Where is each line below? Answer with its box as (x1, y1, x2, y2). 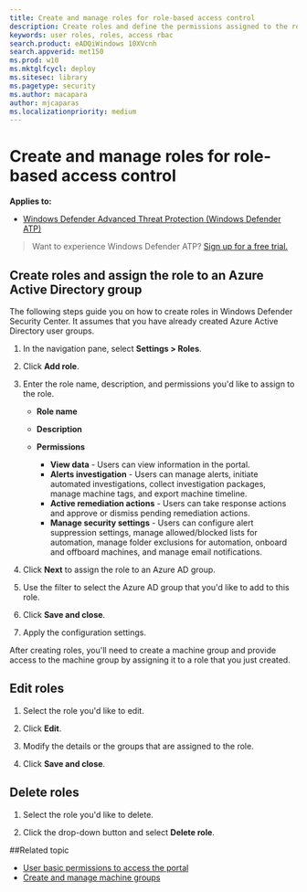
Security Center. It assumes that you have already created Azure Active (9, 316, 279, 326)
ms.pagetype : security (9, 81, 96, 90)
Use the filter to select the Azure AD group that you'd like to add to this (22, 582, 290, 592)
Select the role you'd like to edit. (22, 705, 144, 716)
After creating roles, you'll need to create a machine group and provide (9, 645, 277, 655)
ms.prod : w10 (9, 56, 59, 65)
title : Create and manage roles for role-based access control (9, 13, 256, 23)
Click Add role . (22, 361, 79, 371)
